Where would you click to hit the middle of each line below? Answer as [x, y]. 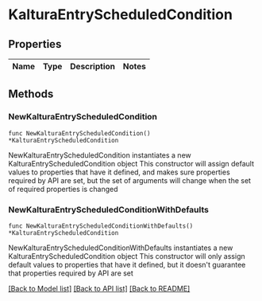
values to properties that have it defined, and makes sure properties [119, 172]
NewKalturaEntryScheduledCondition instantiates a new [100, 155]
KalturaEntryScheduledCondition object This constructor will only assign [127, 256]
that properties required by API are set [71, 273]
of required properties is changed [63, 189]
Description [92, 66]
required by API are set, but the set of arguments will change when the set [130, 180]
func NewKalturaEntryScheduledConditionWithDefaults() [101, 226]
